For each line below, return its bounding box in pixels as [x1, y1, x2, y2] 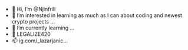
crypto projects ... [11, 18, 55, 25]
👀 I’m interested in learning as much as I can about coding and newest [11, 12, 183, 19]
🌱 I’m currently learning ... [11, 24, 75, 31]
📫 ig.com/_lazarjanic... [11, 37, 68, 44]
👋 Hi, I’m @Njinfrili [11, 6, 56, 12]
